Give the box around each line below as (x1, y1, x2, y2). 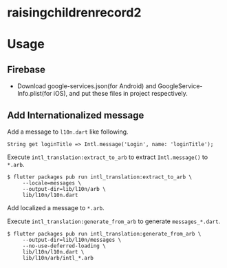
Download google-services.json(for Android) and (17, 82, 157, 90)
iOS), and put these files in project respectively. (53, 90, 188, 98)
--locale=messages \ (22, 180, 81, 187)
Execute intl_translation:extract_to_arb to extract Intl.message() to (7, 153, 208, 161)
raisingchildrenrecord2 (7, 5, 142, 21)
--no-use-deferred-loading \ (22, 243, 107, 249)
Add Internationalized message (7, 109, 144, 121)
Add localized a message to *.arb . (7, 204, 105, 212)
